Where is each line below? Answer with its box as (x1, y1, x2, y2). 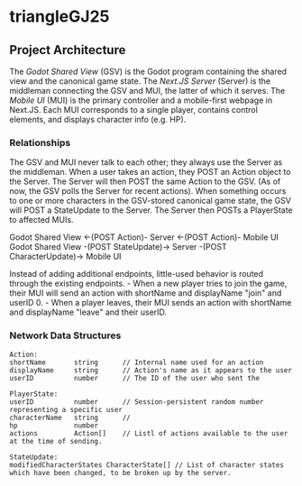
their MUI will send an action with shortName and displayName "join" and (9, 288, 282, 298)
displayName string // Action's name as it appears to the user (9, 365, 293, 375)
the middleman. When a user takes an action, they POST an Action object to (9, 167, 291, 178)
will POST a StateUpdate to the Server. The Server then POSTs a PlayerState (9, 205, 293, 215)
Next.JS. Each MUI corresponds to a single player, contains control (9, 105, 259, 115)
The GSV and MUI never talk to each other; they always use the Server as (9, 157, 283, 168)
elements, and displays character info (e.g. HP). (9, 115, 187, 124)
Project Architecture (9, 42, 126, 58)
